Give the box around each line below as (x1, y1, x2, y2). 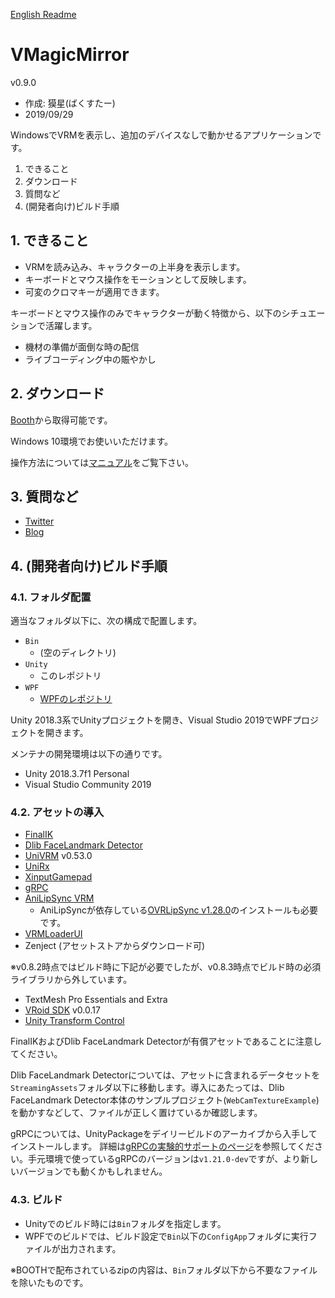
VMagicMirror (10, 44, 130, 66)
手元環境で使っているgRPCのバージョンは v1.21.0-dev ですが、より (27, 1153, 301, 1165)
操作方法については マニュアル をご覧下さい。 (10, 456, 194, 468)
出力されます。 (59, 1242, 122, 1254)
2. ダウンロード (10, 385, 105, 403)
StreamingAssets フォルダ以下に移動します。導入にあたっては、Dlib (10, 1082, 285, 1094)
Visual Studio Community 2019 (24, 779, 152, 791)
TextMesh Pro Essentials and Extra (24, 994, 168, 1006)
